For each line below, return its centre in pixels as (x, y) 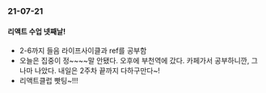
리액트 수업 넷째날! (37, 31)
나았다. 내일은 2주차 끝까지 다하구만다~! (97, 71)
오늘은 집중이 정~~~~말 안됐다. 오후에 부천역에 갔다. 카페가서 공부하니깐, (134, 61)
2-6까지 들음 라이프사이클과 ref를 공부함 (83, 51)
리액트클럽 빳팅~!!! (49, 81)
